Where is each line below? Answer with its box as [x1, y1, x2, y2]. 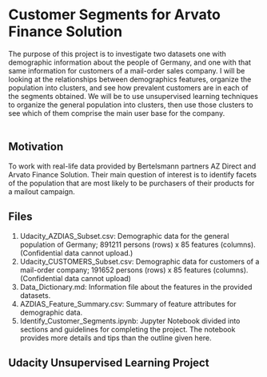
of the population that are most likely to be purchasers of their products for [8, 178, 255, 188]
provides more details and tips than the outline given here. [19, 333, 212, 343]
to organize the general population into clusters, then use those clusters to [8, 100, 253, 109]
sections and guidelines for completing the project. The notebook [19, 324, 236, 334]
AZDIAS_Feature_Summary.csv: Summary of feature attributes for [19, 299, 237, 308]
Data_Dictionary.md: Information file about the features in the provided [19, 282, 253, 292]
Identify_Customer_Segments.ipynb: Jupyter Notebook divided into [19, 315, 241, 325]
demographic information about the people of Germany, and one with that [8, 58, 252, 67]
